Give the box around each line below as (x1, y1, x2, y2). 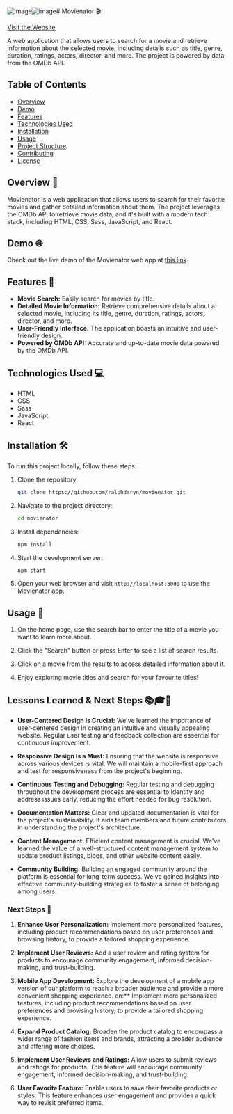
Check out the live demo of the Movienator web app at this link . (7, 256, 189, 264)
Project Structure (17, 141, 67, 150)
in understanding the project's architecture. (17, 823, 142, 831)
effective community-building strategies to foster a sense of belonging (17, 880, 220, 888)
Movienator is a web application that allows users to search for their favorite (7, 195, 225, 203)
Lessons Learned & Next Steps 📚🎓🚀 (7, 694, 172, 706)
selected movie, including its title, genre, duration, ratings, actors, (17, 310, 205, 318)
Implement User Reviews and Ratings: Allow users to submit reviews (17, 1056, 217, 1064)
